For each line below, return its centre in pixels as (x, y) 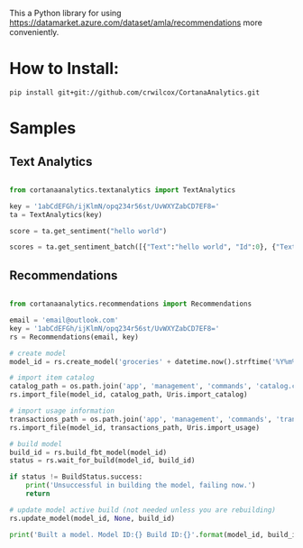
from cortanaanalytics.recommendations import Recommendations (131, 304)
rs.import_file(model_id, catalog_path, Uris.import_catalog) (129, 395)
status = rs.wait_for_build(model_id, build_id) (102, 461)
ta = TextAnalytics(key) (56, 215)
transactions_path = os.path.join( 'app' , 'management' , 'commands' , (141, 419)
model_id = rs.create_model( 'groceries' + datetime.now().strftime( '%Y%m (151, 361)
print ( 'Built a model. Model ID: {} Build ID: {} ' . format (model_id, (137, 534)
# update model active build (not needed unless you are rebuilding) (143, 510)
